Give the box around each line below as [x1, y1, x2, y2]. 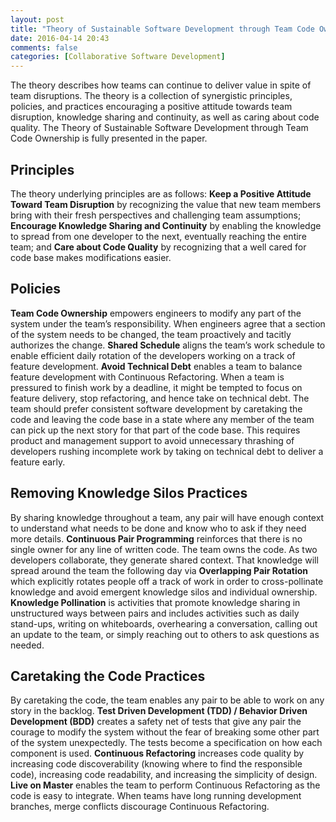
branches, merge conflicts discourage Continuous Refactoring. [10, 801, 270, 813]
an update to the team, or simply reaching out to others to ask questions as [10, 628, 320, 640]
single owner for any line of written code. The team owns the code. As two [10, 543, 318, 555]
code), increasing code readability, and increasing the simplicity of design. [10, 769, 318, 781]
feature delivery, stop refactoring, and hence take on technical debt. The [10, 392, 310, 404]
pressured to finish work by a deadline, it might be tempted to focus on [10, 381, 303, 393]
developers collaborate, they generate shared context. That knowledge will [10, 554, 319, 566]
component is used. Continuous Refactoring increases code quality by [10, 747, 305, 760]
